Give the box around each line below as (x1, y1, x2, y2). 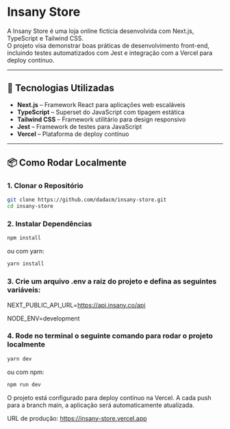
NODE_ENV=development (7, 314, 80, 323)
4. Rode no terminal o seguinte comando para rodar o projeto (7, 331, 214, 340)
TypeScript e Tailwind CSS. (7, 34, 84, 42)
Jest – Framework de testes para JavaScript (16, 122, 142, 130)
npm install (7, 235, 41, 242)
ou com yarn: (7, 247, 44, 255)
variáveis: (7, 286, 41, 295)
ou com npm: (7, 368, 44, 376)
